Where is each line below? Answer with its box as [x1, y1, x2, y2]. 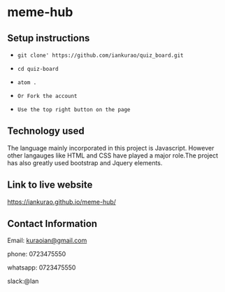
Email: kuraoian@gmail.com [7, 236, 87, 245]
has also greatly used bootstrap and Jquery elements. [7, 158, 163, 167]
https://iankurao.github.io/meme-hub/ [7, 197, 117, 206]
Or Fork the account [17, 92, 78, 99]
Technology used [7, 125, 85, 137]
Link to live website [7, 179, 93, 191]
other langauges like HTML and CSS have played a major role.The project [7, 151, 219, 160]
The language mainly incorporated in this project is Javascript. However [7, 144, 215, 152]
